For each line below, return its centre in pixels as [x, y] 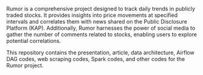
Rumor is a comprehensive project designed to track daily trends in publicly [101, 9]
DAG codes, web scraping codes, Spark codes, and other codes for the [96, 59]
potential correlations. [34, 41]
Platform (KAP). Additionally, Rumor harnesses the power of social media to [101, 28]
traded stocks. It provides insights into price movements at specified [92, 15]
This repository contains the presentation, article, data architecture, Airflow [100, 53]
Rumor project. [25, 65]
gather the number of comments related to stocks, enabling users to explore [102, 34]
